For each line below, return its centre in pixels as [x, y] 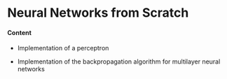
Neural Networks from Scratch [98, 13]
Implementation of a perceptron [63, 48]
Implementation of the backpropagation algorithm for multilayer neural [119, 62]
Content [19, 32]
